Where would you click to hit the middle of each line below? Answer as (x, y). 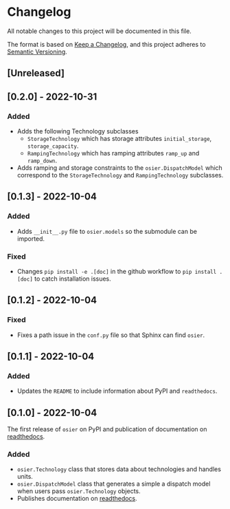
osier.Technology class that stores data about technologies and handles (119, 469)
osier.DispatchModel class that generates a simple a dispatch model (114, 484)
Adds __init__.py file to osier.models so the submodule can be (107, 231)
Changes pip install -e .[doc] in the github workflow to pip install (117, 271)
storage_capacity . (53, 146)
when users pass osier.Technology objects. (79, 491)
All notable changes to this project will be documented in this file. (100, 31)
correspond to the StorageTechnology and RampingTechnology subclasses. (120, 175)
